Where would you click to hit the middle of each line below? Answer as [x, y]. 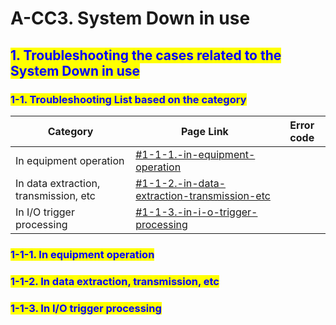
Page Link [204, 131]
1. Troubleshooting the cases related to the [146, 55]
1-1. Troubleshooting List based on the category [128, 99]
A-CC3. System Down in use [130, 18]
